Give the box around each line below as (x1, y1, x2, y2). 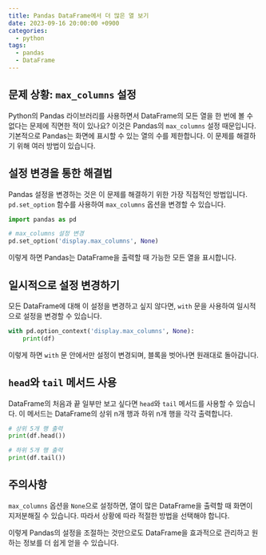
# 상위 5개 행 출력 (8, 424, 63, 432)
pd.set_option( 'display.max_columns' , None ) (8, 237, 159, 245)
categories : (8, 26, 48, 34)
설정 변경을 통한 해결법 (8, 167, 113, 180)
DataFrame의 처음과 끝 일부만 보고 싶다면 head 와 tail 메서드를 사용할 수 (8, 398, 234, 408)
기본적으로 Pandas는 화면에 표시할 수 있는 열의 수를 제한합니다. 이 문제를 (8, 131, 235, 140)
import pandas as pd (8, 215, 77, 223)
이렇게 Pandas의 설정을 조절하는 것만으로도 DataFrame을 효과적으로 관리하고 (8, 528, 250, 537)
